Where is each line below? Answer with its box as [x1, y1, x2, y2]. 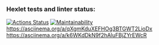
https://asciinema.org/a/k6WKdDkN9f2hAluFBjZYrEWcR [6, 32, 147, 39]
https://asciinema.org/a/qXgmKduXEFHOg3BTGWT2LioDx [6, 25, 153, 32]
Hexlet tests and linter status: [6, 5, 96, 13]
